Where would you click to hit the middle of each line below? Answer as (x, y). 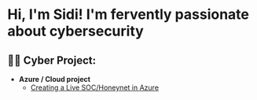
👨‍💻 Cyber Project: (51, 60)
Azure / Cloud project (55, 79)
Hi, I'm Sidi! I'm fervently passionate (128, 15)
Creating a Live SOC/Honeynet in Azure (94, 87)
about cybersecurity (76, 31)
